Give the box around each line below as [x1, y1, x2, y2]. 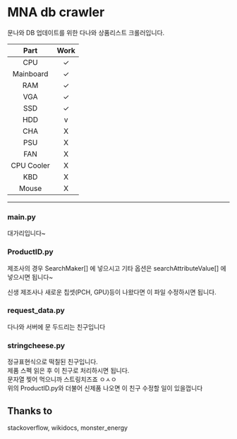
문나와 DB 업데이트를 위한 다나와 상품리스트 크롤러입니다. [7, 28, 165, 37]
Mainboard [12, 68, 49, 78]
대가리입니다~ [7, 229, 46, 237]
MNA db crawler [7, 4, 105, 20]
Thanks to [7, 404, 53, 416]
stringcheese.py [7, 340, 66, 350]
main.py [7, 212, 37, 222]
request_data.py [7, 306, 65, 316]
